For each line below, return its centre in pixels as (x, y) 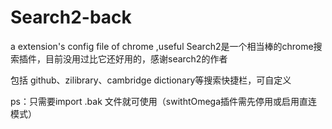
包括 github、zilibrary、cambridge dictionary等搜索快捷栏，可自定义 (151, 80)
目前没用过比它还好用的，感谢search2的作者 (136, 58)
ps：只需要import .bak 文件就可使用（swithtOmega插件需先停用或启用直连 (164, 101)
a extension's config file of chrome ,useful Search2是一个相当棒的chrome (162, 46)
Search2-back (71, 17)
